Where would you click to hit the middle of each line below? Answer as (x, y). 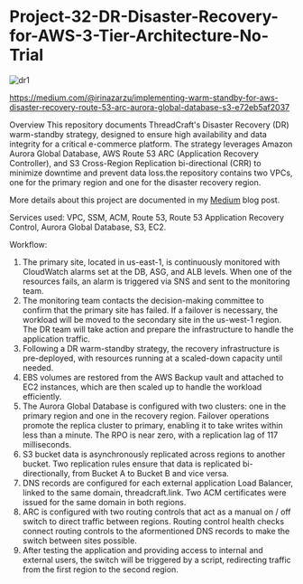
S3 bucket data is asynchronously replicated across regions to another (154, 454)
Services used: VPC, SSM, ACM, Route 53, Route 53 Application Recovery (147, 217)
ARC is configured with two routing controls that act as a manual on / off (156, 512)
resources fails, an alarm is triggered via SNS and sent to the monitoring (156, 281)
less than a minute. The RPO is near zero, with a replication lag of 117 (150, 435)
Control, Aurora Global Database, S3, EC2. (88, 227)
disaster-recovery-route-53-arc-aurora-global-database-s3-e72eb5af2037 (150, 107)
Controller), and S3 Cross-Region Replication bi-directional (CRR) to (135, 163)
